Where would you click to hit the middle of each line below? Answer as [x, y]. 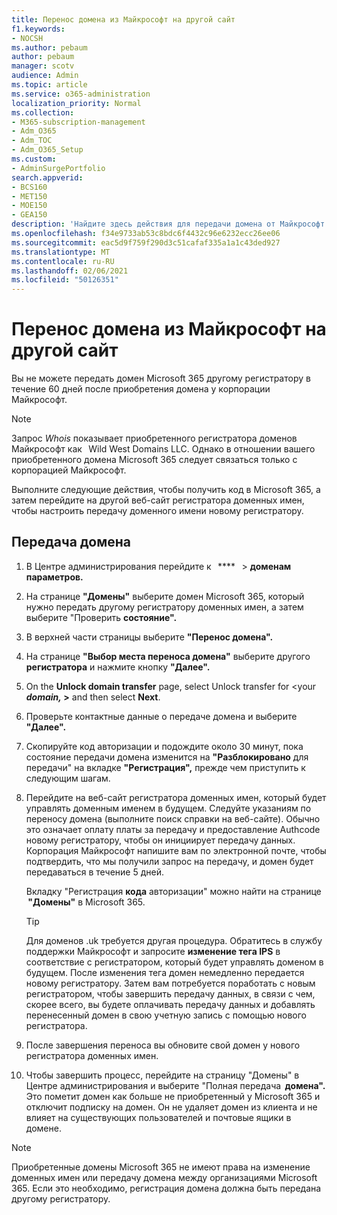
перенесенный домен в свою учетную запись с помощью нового [166, 1015]
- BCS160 [29, 187]
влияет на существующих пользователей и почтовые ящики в [158, 1117]
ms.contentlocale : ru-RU [63, 261]
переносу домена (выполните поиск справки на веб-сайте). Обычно [173, 818]
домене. [43, 1128]
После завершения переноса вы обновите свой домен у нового [163, 1045]
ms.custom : [34, 159]
